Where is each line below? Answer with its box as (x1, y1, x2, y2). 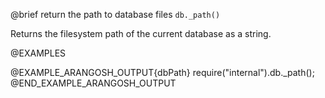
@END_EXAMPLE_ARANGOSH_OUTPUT (10, 77, 177, 89)
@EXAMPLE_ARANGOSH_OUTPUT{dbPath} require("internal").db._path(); (10, 67, 315, 78)
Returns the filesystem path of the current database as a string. (10, 28, 272, 39)
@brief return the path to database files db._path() (10, 9, 221, 20)
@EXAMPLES (10, 47, 67, 59)
